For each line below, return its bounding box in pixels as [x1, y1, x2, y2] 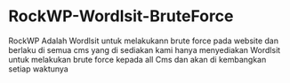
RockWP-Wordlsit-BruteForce [8, 6, 234, 26]
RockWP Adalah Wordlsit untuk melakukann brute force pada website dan [8, 35, 279, 46]
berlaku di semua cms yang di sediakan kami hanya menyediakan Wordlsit [8, 44, 281, 55]
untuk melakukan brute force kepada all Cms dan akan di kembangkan [8, 54, 267, 64]
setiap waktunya [8, 64, 68, 74]
